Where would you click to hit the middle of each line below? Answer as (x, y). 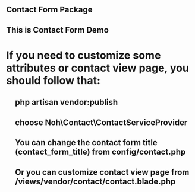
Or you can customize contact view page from (102, 172)
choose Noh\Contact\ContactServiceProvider (101, 122)
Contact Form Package (49, 10)
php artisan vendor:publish (66, 102)
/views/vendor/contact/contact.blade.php (95, 181)
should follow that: (54, 80)
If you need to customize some (84, 55)
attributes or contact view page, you (97, 68)
